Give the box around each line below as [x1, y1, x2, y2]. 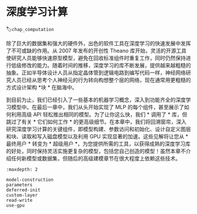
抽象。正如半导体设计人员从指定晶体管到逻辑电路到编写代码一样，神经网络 [6, 69, 186, 76]
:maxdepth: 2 [6, 167, 38, 172]
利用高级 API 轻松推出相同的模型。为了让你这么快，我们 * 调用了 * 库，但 [11, 111, 188, 118]
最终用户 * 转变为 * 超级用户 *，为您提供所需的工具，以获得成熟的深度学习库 [6, 140, 191, 147]
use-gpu [6, 202, 25, 208]
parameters [6, 182, 33, 188]
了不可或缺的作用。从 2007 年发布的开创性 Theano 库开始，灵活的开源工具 [6, 47, 186, 54]
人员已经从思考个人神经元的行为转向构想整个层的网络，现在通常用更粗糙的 [11, 76, 191, 83]
